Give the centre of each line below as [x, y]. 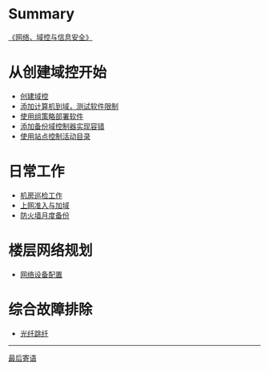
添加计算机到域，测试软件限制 [69, 106]
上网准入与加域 [44, 205]
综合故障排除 [51, 310]
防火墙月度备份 [44, 215]
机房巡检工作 [41, 195]
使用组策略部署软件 [52, 116]
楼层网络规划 [51, 251]
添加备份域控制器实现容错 [62, 126]
